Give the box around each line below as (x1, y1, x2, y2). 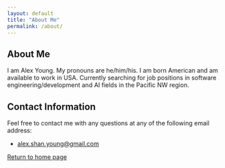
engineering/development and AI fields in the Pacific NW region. (7, 81, 189, 89)
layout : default (7, 10, 54, 17)
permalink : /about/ (7, 23, 63, 29)
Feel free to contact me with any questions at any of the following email (7, 119, 210, 127)
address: (7, 126, 32, 134)
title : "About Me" (7, 16, 60, 23)
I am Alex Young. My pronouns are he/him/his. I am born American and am (7, 67, 219, 75)
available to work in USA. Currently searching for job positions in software (7, 73, 217, 82)
